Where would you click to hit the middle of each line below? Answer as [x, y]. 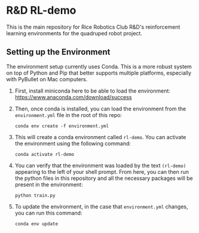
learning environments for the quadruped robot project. [74, 33]
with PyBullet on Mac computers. [47, 79]
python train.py [35, 195]
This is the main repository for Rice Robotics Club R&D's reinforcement [93, 27]
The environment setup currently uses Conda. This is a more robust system [99, 66]
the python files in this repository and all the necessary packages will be [104, 178]
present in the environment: [49, 184]
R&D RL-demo [41, 10]
